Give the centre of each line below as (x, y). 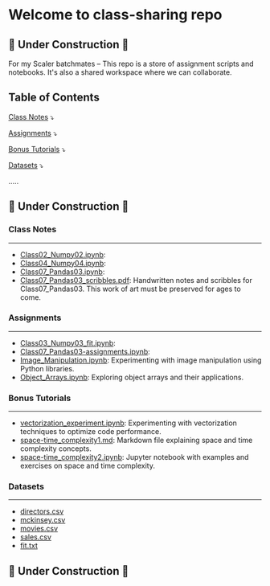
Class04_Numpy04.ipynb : (63, 263)
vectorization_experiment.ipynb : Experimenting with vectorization (128, 423)
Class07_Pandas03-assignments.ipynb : (85, 351)
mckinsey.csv (43, 520)
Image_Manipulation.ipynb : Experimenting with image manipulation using (141, 360)
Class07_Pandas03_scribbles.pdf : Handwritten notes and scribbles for (136, 280)
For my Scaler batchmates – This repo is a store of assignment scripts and (131, 64)
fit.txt (29, 546)
